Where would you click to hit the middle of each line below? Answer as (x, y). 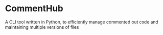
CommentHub (34, 9)
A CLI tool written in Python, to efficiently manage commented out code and (81, 22)
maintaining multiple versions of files (42, 27)
